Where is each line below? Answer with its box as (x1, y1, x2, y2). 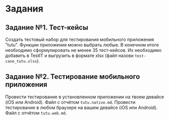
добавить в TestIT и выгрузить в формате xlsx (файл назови (5, 52, 134, 58)
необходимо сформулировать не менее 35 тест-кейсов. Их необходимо (5, 47, 162, 53)
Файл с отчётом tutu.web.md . (5, 109, 67, 116)
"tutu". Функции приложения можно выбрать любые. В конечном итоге (5, 42, 159, 48)
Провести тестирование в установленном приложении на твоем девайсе (5, 94, 164, 100)
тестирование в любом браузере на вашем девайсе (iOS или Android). (5, 104, 158, 110)
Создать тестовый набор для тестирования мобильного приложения (5, 36, 154, 42)
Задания (5, 3, 44, 15)
